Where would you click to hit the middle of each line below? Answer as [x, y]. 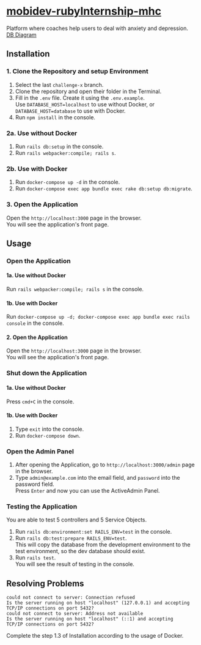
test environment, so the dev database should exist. [80, 551]
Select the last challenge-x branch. [59, 84]
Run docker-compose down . [48, 435]
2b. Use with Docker [37, 168]
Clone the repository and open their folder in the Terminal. [88, 91]
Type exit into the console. [49, 429]
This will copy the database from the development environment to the [103, 545]
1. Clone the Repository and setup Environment [77, 72]
